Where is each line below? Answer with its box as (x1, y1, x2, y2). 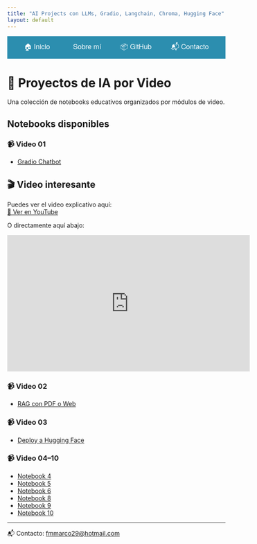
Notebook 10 (17, 509, 54, 517)
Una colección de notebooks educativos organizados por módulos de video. (7, 98, 225, 106)
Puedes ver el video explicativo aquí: (7, 200, 112, 209)
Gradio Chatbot (17, 157, 62, 166)
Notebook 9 (17, 501, 52, 509)
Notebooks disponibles (7, 118, 109, 130)
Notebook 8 (17, 493, 51, 502)
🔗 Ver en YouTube (7, 207, 59, 216)
